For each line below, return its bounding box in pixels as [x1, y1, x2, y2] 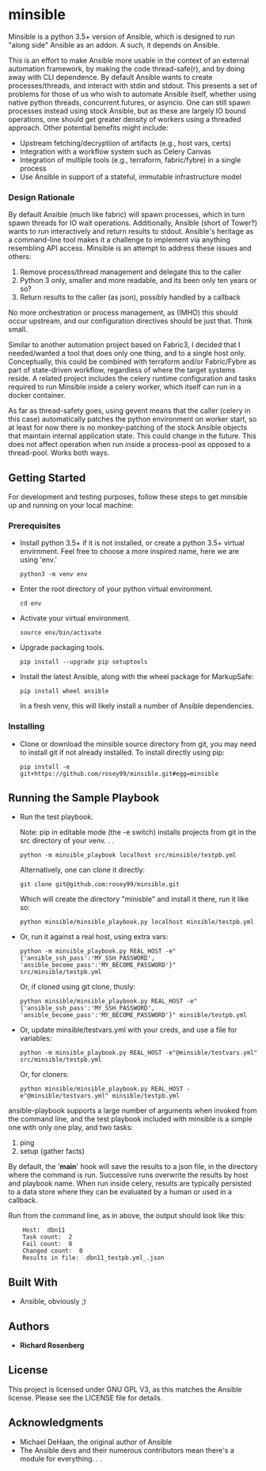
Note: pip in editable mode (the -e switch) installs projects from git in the [19, 827, 256, 837]
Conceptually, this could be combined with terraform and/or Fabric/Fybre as [8, 357, 256, 366]
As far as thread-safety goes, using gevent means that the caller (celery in [8, 406, 251, 415]
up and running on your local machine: [8, 501, 135, 510]
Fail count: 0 [22, 1240, 73, 1248]
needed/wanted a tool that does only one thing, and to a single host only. [8, 349, 246, 358]
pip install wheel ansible [19, 687, 109, 695]
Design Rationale [8, 192, 75, 203]
